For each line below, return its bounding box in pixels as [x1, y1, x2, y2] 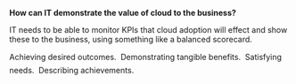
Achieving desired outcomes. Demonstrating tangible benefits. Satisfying [9, 52, 283, 62]
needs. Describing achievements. [9, 65, 135, 75]
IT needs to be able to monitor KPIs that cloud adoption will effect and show [9, 25, 288, 34]
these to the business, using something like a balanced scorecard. [9, 34, 252, 44]
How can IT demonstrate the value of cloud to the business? [9, 8, 236, 18]
